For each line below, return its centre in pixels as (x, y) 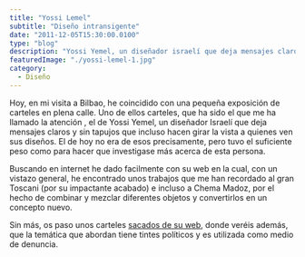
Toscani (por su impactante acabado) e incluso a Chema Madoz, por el (142, 188)
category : (28, 69)
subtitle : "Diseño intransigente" (75, 26)
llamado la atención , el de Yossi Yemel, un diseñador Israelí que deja (138, 122)
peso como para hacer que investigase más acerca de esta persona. (138, 151)
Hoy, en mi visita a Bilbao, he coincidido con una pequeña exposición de (145, 103)
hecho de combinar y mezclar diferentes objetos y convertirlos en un (138, 197)
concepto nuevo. (41, 207)
